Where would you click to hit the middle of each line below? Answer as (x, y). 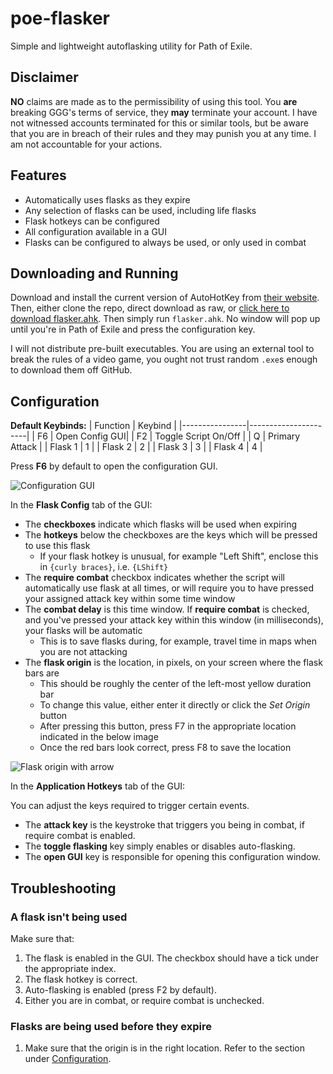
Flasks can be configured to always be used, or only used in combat (165, 242)
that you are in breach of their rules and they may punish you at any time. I (163, 133)
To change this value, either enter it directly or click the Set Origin (175, 705)
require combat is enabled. (80, 836)
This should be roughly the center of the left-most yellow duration (175, 684)
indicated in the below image (99, 737)
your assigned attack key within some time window (130, 599)
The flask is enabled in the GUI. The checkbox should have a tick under (172, 958)
